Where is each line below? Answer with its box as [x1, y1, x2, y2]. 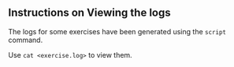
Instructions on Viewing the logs [8, 6, 171, 19]
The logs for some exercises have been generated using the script [8, 26, 227, 36]
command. [8, 35, 43, 44]
